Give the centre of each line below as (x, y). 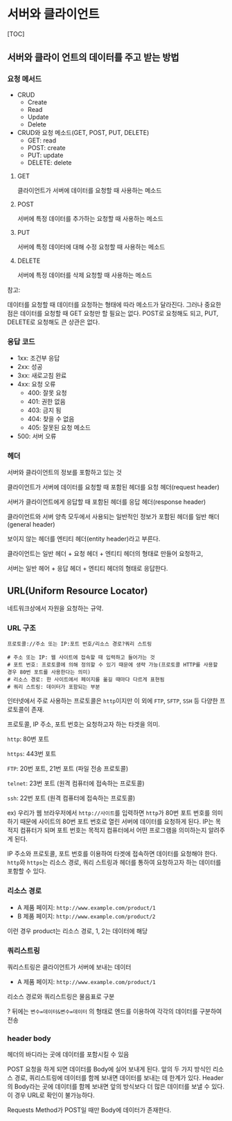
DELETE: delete (50, 162)
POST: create (46, 147)
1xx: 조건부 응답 (38, 358)
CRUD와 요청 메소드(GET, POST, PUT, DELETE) (83, 132)
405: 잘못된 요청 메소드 (59, 427)
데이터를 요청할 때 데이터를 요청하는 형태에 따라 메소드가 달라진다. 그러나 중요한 (114, 304)
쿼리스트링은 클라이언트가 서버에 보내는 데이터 (69, 967)
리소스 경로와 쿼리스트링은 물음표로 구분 (61, 996)
